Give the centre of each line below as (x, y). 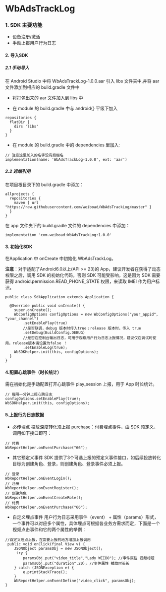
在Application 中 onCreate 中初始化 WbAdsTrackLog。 (61, 259)
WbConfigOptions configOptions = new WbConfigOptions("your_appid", (86, 315)
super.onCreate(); (33, 310)
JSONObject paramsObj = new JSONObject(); (58, 548)
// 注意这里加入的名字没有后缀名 (34, 155)
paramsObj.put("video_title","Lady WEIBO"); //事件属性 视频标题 (89, 558)
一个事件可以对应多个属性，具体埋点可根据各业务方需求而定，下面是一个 (86, 523)
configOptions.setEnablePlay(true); (43, 399)
